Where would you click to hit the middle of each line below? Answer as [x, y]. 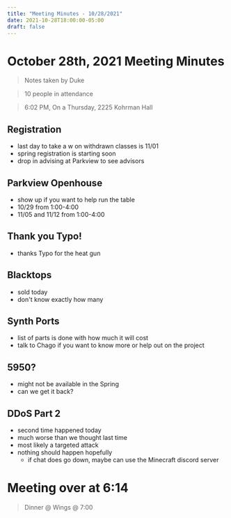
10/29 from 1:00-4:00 [48, 207]
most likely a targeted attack [58, 445]
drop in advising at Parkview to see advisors [81, 161]
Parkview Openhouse [55, 183]
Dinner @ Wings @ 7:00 [58, 507]
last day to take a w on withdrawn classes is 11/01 [88, 146]
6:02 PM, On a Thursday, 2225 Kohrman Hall [88, 107]
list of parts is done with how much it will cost [82, 338]
